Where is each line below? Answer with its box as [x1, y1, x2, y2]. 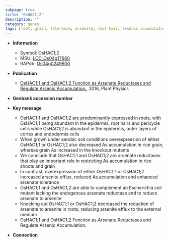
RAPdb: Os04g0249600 [20, 61, 70, 67]
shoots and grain [20, 163, 55, 169]
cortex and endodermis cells [20, 131, 79, 137]
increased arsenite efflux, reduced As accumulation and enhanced [20, 174, 158, 180]
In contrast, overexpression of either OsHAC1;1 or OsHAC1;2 [20, 169, 144, 175]
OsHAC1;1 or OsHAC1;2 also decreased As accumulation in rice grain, [20, 142, 164, 148]
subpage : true [5, 7, 35, 13]
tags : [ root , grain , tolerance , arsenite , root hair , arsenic [5, 26, 138, 31]
